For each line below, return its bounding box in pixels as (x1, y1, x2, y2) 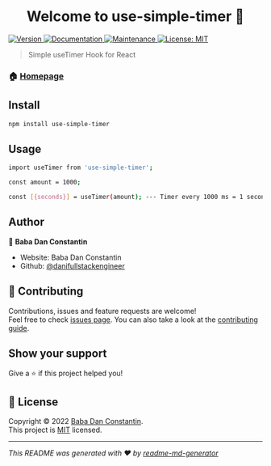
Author (8, 215, 44, 229)
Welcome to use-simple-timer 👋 (27, 7, 244, 26)
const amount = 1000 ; (8, 178, 81, 187)
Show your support (8, 347, 107, 360)
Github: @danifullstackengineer (19, 261, 125, 270)
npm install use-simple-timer (8, 120, 110, 128)
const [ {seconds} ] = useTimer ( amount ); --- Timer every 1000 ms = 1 (8, 193, 244, 201)
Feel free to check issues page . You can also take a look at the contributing (8, 315, 258, 324)
